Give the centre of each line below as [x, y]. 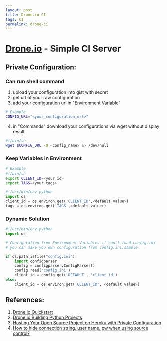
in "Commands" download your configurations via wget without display [86, 126]
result [18, 131]
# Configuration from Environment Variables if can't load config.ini [80, 243]
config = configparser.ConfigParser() [55, 266]
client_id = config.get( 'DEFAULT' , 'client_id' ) [66, 275]
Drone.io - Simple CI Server [63, 49]
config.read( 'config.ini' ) [42, 271]
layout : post [19, 10]
